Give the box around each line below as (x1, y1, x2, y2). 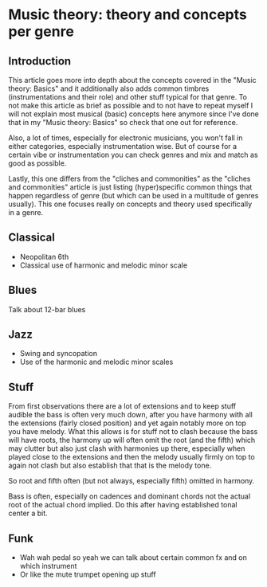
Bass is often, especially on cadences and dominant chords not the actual (8, 491, 251, 501)
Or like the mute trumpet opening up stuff (19, 569, 157, 579)
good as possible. (8, 158, 67, 168)
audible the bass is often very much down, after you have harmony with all (8, 410, 253, 420)
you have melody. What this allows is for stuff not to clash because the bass (8, 427, 258, 436)
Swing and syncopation (19, 349, 98, 358)
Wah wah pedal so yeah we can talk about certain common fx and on (19, 553, 247, 562)
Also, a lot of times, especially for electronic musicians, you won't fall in (8, 133, 243, 143)
